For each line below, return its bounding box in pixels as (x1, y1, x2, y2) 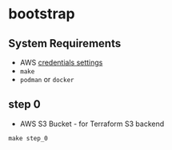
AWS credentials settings (19, 57, 103, 67)
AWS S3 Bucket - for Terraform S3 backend (19, 119, 165, 128)
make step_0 (8, 134, 48, 142)
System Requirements (8, 37, 122, 50)
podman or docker (19, 75, 74, 84)
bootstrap (8, 5, 75, 23)
